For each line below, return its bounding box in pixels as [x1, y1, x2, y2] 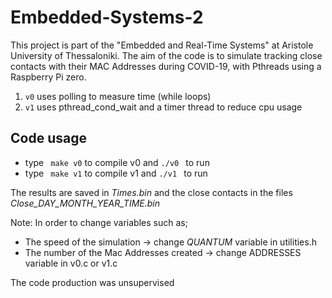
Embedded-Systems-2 [10, 6, 204, 29]
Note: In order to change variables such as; [10, 216, 188, 228]
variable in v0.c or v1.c [24, 257, 118, 269]
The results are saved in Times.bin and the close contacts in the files [10, 186, 293, 198]
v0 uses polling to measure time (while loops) [24, 90, 212, 102]
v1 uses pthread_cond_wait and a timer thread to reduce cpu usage [24, 101, 303, 113]
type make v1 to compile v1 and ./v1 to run [24, 167, 208, 179]
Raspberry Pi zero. [10, 71, 87, 83]
